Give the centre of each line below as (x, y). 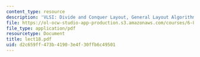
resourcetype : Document (36, 34)
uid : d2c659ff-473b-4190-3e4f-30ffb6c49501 (61, 45)
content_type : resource (36, 12)
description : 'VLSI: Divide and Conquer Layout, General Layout (87, 17)
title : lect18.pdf (29, 39)
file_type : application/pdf (41, 28)
